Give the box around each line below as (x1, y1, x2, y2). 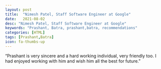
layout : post (5, 7, 32, 12)
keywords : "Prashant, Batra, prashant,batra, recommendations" (5, 26, 138, 31)
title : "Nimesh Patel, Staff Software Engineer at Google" (5, 12, 131, 17)
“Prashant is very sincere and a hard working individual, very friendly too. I (5, 53, 157, 59)
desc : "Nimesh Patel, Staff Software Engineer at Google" (5, 21, 127, 26)
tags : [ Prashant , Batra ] (5, 35, 54, 40)
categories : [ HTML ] (5, 30, 45, 35)
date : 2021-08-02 (5, 16, 45, 21)
